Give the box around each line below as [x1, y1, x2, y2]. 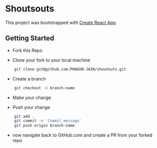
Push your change [12, 104, 50, 110]
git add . [14, 113, 35, 119]
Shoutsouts [5, 3, 54, 14]
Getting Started [5, 34, 54, 42]
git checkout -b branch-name [14, 85, 75, 90]
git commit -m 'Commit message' [14, 118, 81, 123]
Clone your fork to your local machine [12, 57, 90, 63]
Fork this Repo [12, 47, 42, 53]
